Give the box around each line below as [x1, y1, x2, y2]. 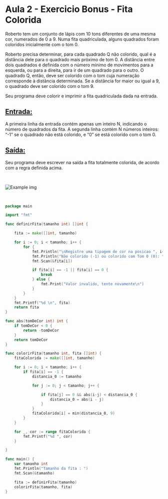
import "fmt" [5, 212, 32, 218]
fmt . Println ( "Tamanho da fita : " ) [14, 466, 88, 471]
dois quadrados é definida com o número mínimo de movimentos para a [5, 62, 153, 68]
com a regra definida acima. [5, 165, 63, 171]
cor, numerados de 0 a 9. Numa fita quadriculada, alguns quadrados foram [5, 36, 159, 42]
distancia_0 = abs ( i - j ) [49, 397, 104, 402]
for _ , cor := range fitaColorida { [14, 429, 91, 434]
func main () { [5, 457, 35, 462]
